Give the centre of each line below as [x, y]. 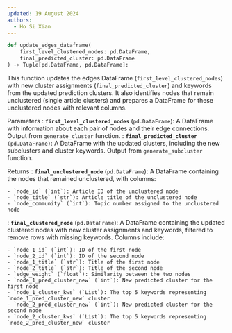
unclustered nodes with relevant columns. [67, 108]
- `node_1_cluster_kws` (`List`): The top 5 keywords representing [107, 292]
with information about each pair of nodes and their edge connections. [108, 128]
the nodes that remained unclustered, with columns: [82, 178]
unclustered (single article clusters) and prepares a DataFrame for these [110, 100]
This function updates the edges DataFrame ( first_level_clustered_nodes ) [115, 78]
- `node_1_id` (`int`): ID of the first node [74, 250]
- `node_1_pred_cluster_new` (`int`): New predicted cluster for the [110, 280]
